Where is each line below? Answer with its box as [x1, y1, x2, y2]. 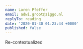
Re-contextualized [5, 39, 43, 45]
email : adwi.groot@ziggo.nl [5, 12, 64, 17]
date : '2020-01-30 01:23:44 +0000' [5, 21, 79, 26]
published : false [5, 26, 41, 31]
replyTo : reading [5, 16, 41, 21]
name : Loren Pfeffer [5, 7, 48, 12]
